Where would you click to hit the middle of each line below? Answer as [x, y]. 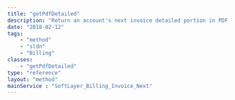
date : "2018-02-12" [36, 27]
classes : [20, 60]
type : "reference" [34, 73]
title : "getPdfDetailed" [44, 14]
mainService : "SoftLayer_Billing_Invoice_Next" [80, 86]
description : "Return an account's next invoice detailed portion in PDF [118, 20]
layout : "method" [33, 79]
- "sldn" [33, 46]
